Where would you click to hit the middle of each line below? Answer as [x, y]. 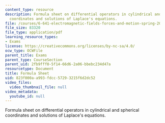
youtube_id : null [27, 96]
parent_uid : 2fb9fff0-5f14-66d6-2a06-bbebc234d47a [58, 64]
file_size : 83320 [23, 28]
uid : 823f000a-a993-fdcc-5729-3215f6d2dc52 [50, 78]
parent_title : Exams [26, 55]
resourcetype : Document [29, 69]
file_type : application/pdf [34, 32]
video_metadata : [22, 92]
